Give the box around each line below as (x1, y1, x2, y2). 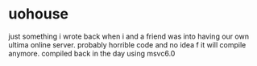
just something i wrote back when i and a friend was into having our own (8, 31, 250, 41)
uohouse (8, 5, 68, 23)
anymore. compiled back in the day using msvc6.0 (8, 48, 176, 58)
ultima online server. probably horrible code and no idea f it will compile (8, 39, 247, 49)
